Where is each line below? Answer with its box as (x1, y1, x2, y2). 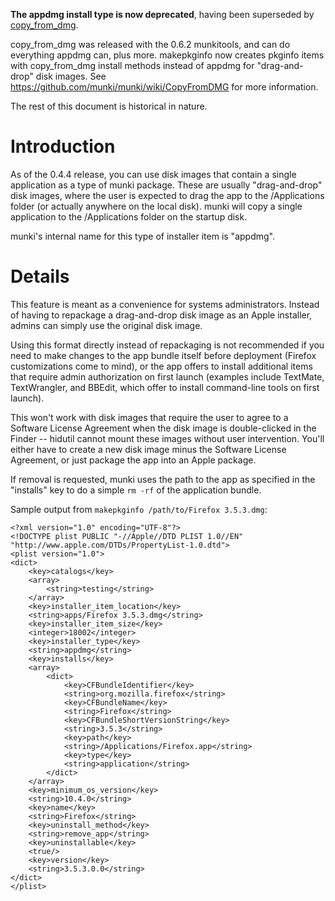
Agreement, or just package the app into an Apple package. (10, 454, 257, 466)
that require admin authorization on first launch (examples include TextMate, (10, 370, 325, 383)
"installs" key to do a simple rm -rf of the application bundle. (10, 484, 262, 496)
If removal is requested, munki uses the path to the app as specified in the (10, 473, 316, 485)
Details (10, 265, 70, 288)
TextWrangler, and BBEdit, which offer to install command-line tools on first (10, 381, 320, 393)
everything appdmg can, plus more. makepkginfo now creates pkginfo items (10, 49, 325, 61)
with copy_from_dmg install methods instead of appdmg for (10, 60, 255, 71)
